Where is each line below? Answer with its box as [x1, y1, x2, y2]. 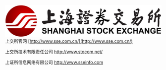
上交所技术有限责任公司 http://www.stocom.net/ [5, 49, 103, 55]
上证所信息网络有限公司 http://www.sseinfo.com [5, 59, 103, 65]
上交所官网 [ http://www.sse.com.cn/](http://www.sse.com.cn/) [5, 38, 133, 44]
